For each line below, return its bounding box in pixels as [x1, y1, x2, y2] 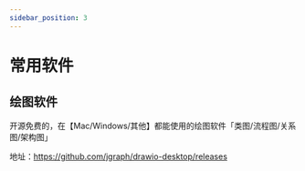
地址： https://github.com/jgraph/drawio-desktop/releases [9, 151, 228, 162]
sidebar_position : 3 [9, 13, 89, 23]
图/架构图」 [9, 131, 53, 142]
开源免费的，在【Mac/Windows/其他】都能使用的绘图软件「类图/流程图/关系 [9, 120, 297, 131]
